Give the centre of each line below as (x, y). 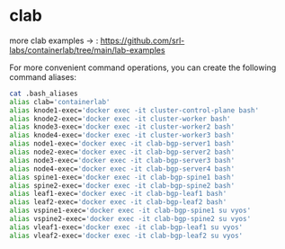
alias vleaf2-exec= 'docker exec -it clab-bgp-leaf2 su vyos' (126, 236)
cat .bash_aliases (44, 93)
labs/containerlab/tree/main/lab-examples (87, 49)
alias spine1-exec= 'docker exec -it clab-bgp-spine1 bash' (122, 177)
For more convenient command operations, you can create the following (143, 67)
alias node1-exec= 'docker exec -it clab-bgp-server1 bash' (122, 144)
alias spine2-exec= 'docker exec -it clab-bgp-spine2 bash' (122, 185)
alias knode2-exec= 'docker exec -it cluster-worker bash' (120, 119)
